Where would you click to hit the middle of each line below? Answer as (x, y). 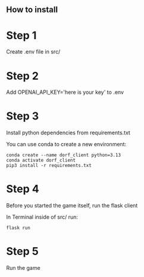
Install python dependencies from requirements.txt (68, 133)
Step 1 (21, 35)
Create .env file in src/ (33, 52)
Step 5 (22, 251)
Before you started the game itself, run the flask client (72, 206)
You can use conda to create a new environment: (66, 144)
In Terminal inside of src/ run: (42, 217)
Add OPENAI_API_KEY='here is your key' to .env (65, 92)
